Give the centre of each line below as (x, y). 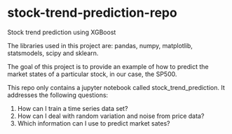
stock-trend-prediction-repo (92, 13)
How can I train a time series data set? (73, 108)
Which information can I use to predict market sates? (94, 123)
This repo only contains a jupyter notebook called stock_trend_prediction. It (116, 87)
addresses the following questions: (58, 95)
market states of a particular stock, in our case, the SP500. (92, 74)
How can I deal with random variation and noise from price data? (111, 116)
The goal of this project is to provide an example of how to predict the (108, 66)
